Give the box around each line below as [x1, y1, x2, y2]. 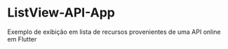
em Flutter [7, 35, 37, 43]
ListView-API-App [7, 5, 116, 21]
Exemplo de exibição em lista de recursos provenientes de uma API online [7, 28, 221, 36]
